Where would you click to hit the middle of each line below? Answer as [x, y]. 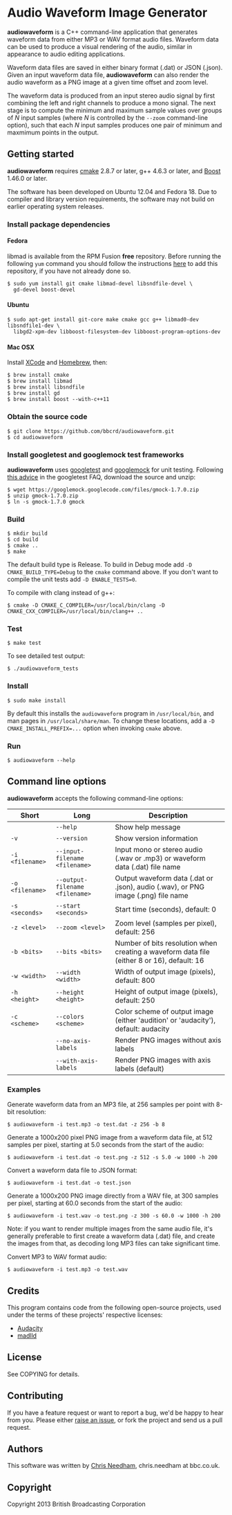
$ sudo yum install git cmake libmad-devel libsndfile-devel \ [100, 283]
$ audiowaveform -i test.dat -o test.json [69, 1183]
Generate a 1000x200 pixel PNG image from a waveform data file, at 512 [110, 1137]
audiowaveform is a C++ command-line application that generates [103, 32]
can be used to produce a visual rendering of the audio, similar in [100, 46]
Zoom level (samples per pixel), [166, 923]
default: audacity [142, 1029]
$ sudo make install [37, 700]
